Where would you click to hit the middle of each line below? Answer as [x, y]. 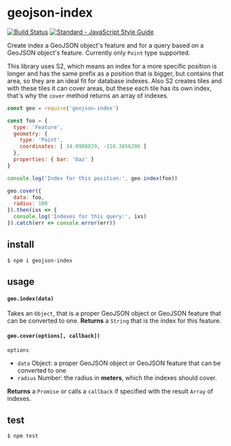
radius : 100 [31, 204]
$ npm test [23, 436]
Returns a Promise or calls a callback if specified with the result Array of [110, 391]
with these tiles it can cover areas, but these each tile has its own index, [110, 88]
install [21, 245]
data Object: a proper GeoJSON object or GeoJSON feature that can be [119, 363]
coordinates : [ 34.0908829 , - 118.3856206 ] [83, 147]
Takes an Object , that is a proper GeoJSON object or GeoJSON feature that [114, 314]
